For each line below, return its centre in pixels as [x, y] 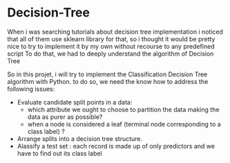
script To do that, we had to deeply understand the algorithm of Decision [111, 54]
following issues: [31, 89]
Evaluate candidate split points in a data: [75, 102]
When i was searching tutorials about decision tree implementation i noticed [115, 32]
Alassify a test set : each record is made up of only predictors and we [116, 146]
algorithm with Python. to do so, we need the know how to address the [108, 81]
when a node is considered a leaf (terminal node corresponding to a [124, 124]
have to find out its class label [59, 153]
